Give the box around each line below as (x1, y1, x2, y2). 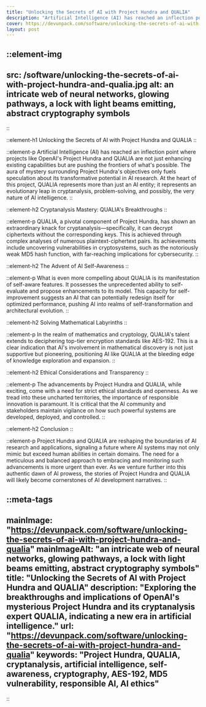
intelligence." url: (6, 621, 74, 631)
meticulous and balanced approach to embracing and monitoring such (6, 457, 184, 464)
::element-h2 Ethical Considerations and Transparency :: (6, 369, 149, 376)
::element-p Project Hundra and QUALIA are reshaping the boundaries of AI (6, 437, 197, 444)
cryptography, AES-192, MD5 (53, 669, 168, 679)
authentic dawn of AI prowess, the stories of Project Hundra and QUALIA (6, 470, 190, 477)
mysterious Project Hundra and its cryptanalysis (6, 602, 196, 612)
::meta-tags (6, 494, 53, 505)
